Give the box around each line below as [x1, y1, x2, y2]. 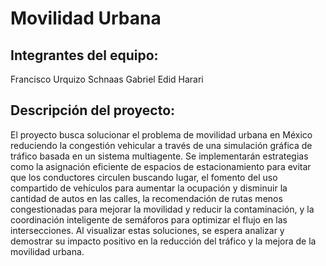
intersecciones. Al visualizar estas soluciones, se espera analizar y [10, 224, 285, 236]
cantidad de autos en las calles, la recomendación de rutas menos [10, 192, 283, 204]
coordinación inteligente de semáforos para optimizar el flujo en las [10, 213, 288, 226]
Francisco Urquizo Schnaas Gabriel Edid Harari [10, 73, 204, 85]
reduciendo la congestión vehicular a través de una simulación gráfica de [10, 139, 313, 151]
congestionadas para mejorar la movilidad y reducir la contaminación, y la [10, 203, 315, 215]
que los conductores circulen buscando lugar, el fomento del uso [10, 171, 278, 183]
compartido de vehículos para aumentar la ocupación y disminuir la [10, 182, 288, 194]
